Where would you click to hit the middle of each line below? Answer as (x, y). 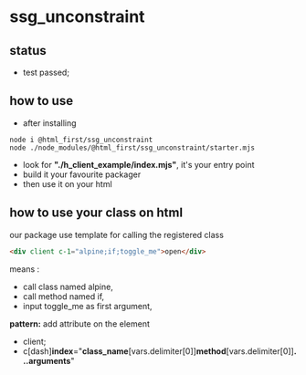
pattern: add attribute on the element (80, 323)
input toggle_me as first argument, (87, 306)
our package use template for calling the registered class (116, 234)
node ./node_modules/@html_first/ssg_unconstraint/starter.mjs (132, 148)
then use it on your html (67, 183)
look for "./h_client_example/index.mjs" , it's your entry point (138, 164)
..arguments (47, 360)
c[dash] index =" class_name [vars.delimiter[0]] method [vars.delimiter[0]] (158, 351)
